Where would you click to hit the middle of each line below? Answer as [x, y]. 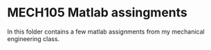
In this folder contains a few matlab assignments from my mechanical [106, 32]
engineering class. [34, 38]
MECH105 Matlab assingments [98, 13]
